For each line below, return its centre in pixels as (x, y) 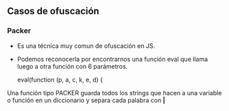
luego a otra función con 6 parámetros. (72, 66)
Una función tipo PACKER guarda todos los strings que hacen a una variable (114, 92)
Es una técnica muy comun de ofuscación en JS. (86, 46)
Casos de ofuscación (53, 11)
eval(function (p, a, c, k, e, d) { (60, 79)
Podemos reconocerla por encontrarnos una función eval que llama (112, 59)
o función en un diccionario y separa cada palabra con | (86, 100)
